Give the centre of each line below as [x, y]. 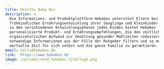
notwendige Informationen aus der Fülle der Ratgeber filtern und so [82, 41]
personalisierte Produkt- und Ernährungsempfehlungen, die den [75, 32]
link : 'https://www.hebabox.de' [38, 55]
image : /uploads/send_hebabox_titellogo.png [51, 59]
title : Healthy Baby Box [30, 9]
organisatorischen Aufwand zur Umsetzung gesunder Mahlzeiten [74, 37]
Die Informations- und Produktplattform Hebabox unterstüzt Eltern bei [84, 18]
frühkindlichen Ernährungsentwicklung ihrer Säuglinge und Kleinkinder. [85, 23]
